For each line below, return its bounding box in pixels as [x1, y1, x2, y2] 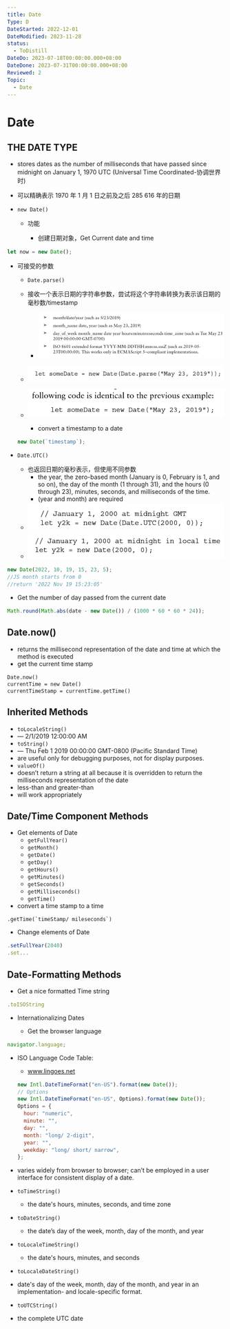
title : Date [7, 11, 41, 18]
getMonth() [27, 845, 59, 852]
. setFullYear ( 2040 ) [7, 942, 63, 949]
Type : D [7, 18, 30, 25]
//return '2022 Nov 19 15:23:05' [7, 581, 103, 588]
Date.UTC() [17, 452, 49, 460]
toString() [17, 741, 49, 748]
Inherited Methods [7, 706, 88, 718]
